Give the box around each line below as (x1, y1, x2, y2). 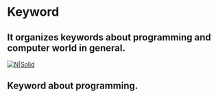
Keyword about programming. (7, 80, 138, 92)
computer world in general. (7, 42, 125, 53)
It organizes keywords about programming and (7, 32, 211, 43)
